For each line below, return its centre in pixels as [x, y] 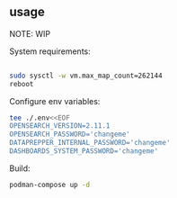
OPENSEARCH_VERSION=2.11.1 [60, 126]
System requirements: [50, 51]
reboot [22, 84]
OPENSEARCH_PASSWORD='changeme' [70, 135]
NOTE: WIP [30, 33]
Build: [20, 168]
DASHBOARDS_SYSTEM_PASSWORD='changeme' [84, 151]
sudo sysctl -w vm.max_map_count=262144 [86, 76]
